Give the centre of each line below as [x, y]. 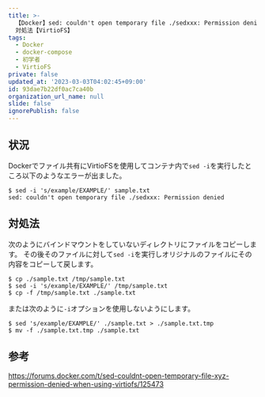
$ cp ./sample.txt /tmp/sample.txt [67, 279]
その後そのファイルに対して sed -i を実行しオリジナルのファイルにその [138, 254]
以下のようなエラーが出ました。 [74, 176]
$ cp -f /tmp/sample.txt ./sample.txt [72, 293]
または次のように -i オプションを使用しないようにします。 [102, 308]
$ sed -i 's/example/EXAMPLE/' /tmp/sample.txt [88, 285]
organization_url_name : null [56, 96]
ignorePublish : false [44, 112]
